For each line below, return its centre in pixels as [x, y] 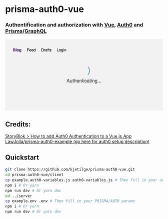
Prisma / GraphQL [26, 31]
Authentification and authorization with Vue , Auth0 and [74, 25]
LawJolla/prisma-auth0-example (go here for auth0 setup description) [77, 141]
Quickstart [22, 157]
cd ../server [19, 196]
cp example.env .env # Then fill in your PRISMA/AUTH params [70, 201]
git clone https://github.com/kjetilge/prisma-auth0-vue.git [70, 169]
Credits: [18, 124]
